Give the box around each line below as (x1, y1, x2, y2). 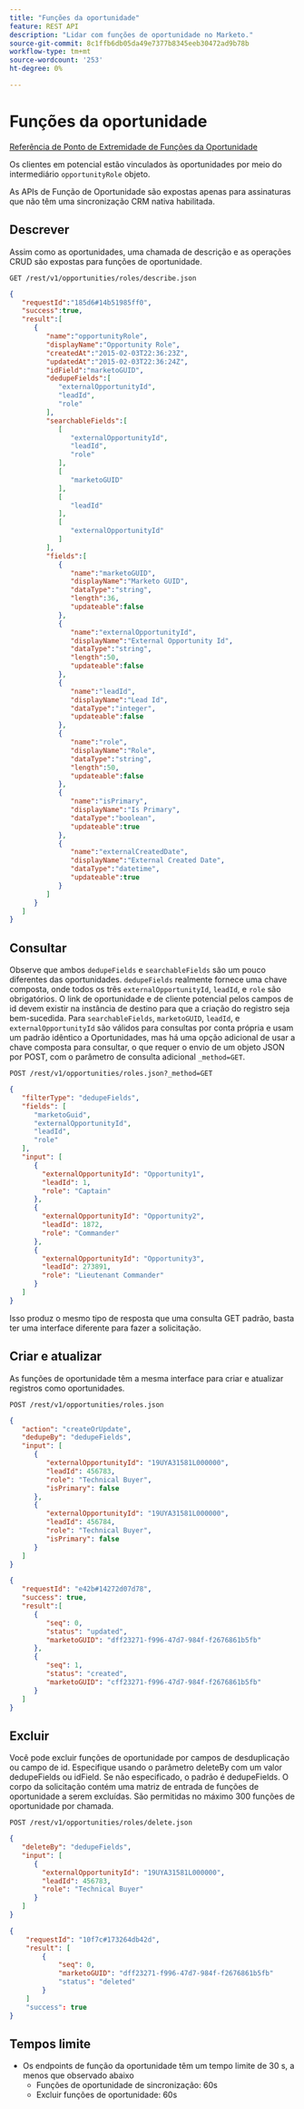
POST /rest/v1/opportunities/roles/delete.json (9, 1818, 193, 1828)
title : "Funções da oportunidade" (9, 13, 141, 23)
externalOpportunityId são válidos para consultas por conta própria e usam (9, 1022, 294, 1033)
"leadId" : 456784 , (45, 1518, 116, 1527)
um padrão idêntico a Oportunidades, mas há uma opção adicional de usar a (9, 1032, 296, 1043)
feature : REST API (9, 22, 79, 31)
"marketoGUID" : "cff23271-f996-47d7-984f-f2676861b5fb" (45, 1677, 261, 1687)
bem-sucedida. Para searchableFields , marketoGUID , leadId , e (9, 1013, 240, 1024)
